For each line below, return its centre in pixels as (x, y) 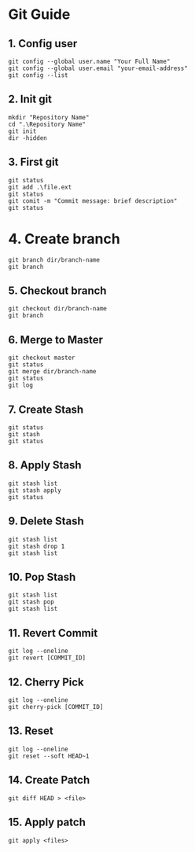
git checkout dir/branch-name (58, 309)
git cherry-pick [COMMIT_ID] (56, 707)
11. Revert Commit (53, 633)
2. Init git (30, 99)
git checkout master (42, 358)
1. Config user (43, 44)
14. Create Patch (49, 780)
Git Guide (39, 15)
